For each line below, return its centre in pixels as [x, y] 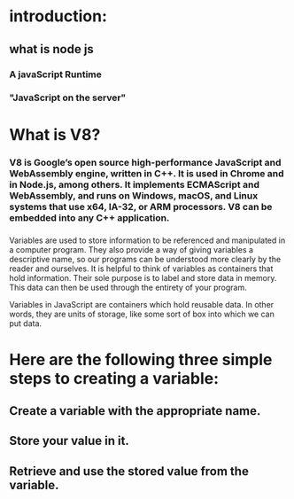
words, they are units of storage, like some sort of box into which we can [142, 314]
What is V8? [55, 134]
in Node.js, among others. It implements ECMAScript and [134, 184]
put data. [26, 324]
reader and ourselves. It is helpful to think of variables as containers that [141, 269]
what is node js [52, 49]
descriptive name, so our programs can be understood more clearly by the [145, 260]
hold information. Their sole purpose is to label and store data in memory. [143, 278]
